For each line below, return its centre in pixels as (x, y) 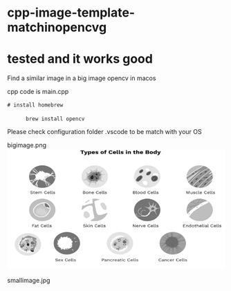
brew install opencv (55, 119)
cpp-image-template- (71, 13)
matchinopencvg (57, 27)
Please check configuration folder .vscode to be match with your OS (104, 132)
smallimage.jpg (29, 281)
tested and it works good (80, 59)
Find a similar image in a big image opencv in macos (82, 78)
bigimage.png (27, 145)
